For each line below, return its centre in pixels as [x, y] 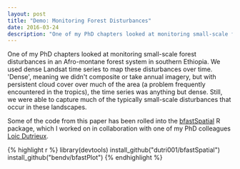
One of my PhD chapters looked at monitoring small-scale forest [102, 54]
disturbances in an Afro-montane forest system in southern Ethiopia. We [114, 62]
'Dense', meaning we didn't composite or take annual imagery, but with [112, 77]
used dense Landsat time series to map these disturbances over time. [110, 69]
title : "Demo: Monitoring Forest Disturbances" [80, 21]
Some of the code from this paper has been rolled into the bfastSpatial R [114, 121]
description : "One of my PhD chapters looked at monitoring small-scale [118, 34]
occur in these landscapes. [47, 107]
